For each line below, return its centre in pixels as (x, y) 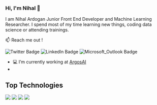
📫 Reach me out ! (24, 40)
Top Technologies (34, 85)
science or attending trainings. (37, 30)
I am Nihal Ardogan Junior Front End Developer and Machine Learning (79, 19)
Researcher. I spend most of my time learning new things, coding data (78, 24)
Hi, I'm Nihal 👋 (23, 8)
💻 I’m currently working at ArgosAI (49, 62)
